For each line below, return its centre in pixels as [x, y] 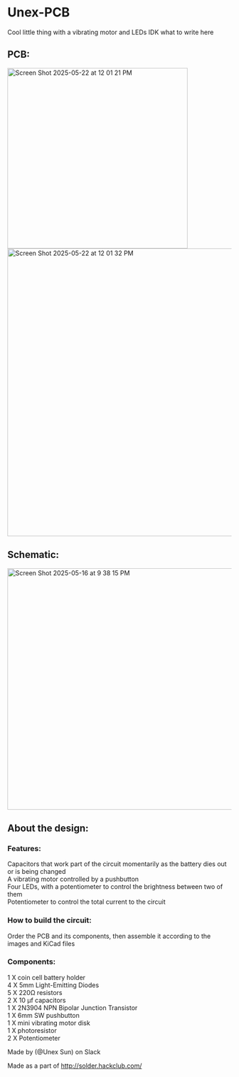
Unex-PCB [39, 12]
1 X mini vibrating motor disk [49, 1023]
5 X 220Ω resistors [35, 992]
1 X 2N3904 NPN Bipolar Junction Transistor [73, 1008]
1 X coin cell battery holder [47, 977]
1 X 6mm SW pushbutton [44, 1015]
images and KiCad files [41, 943]
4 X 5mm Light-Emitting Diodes [53, 985]
